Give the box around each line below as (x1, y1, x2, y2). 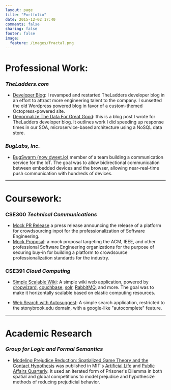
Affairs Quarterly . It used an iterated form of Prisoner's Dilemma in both (12, 368, 163, 374)
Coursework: (5, 192, 62, 204)
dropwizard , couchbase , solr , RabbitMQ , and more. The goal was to (12, 284, 154, 290)
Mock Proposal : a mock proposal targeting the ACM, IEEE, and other (12, 239, 156, 245)
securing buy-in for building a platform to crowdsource (12, 249, 128, 255)
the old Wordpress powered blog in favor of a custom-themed (12, 103, 143, 109)
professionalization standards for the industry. (12, 255, 109, 261)
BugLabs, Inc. (5, 143, 41, 150)
